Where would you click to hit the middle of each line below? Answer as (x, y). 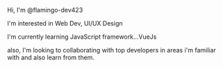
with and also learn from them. (51, 57)
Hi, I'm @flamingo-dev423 (45, 10)
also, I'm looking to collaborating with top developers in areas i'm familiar (112, 50)
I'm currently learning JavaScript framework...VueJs (82, 37)
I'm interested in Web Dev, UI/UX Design (65, 23)
